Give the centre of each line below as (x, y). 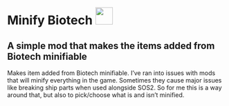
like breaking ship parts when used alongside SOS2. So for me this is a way (114, 87)
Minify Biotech (50, 20)
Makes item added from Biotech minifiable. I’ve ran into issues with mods (111, 73)
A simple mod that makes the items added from (111, 46)
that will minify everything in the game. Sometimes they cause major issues (114, 80)
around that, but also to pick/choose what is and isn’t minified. (96, 95)
